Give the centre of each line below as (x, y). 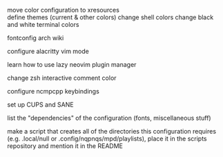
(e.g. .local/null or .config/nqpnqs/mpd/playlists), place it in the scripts (107, 138)
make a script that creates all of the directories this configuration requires (111, 131)
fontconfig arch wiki (36, 38)
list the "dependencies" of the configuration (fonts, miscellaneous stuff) (109, 118)
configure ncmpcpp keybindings (54, 91)
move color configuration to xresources (63, 10)
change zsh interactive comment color (62, 78)
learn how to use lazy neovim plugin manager (72, 64)
